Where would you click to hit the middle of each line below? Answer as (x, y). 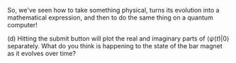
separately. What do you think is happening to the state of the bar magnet (115, 46)
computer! (22, 25)
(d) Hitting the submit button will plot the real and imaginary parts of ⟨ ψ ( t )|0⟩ (118, 38)
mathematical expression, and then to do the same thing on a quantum (111, 17)
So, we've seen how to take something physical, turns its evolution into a (113, 10)
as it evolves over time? (42, 53)
